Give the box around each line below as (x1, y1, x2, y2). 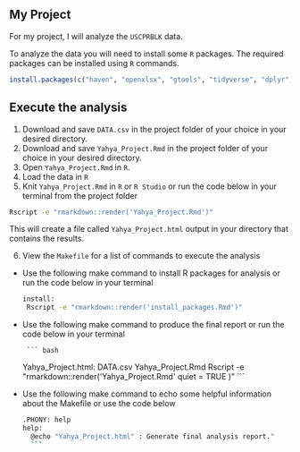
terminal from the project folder (21, 190, 138, 200)
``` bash (26, 346, 60, 355)
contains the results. (9, 233, 85, 244)
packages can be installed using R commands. (9, 57, 180, 68)
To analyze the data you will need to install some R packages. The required (9, 48, 284, 59)
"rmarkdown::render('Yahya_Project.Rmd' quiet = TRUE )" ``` (21, 371, 246, 382)
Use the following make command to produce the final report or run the (21, 320, 285, 330)
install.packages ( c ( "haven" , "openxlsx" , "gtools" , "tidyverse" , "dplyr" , (9, 75, 294, 84)
